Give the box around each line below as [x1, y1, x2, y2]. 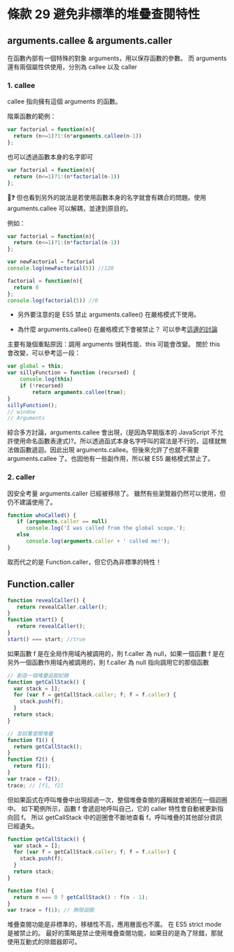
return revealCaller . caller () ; [16, 603, 108, 610]
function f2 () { [7, 756, 54, 763]
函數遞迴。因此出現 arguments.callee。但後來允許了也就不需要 [19, 446, 200, 454]
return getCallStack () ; [13, 743, 82, 750]
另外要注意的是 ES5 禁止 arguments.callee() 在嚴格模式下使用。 [17, 310, 200, 318]
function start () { [7, 616, 64, 624]
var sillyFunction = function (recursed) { [7, 369, 136, 376]
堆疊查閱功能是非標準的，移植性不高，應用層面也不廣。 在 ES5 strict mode [7, 920, 222, 929]
